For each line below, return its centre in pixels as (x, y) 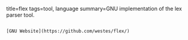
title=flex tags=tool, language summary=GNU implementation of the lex (94, 9)
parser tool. (20, 15)
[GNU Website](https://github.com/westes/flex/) (68, 31)
